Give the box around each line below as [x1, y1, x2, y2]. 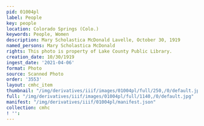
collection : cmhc [6, 104, 50, 111]
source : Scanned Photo [6, 71, 64, 77]
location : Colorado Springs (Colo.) [6, 25, 99, 32]
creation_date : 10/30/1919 [6, 54, 75, 60]
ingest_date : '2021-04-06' [6, 59, 75, 65]
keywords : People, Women [6, 31, 69, 38]
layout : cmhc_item [6, 82, 53, 88]
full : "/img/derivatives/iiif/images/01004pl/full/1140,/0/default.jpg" [6, 93, 194, 99]
